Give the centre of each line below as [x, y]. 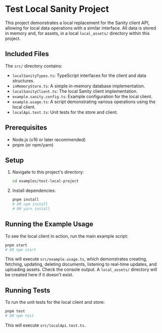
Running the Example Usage [49, 224]
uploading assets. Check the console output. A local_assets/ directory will [81, 269]
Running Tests [28, 290]
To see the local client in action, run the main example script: [67, 236]
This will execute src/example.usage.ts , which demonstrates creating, [76, 259]
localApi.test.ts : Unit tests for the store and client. [65, 112]
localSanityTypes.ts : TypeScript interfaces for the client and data [79, 75]
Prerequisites [26, 128]
